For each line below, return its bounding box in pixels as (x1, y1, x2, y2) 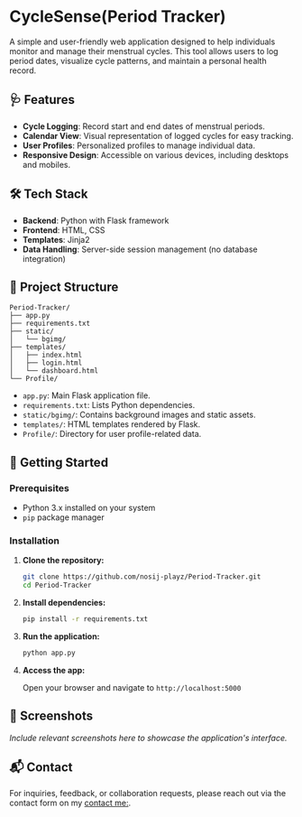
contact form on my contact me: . (9, 797, 132, 809)
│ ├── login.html (9, 358, 83, 367)
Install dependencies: (22, 598, 106, 608)
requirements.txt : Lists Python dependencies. (22, 400, 196, 411)
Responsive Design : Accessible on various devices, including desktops (22, 149, 289, 160)
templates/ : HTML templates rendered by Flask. (22, 419, 201, 430)
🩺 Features (9, 92, 75, 107)
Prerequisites (9, 481, 69, 494)
